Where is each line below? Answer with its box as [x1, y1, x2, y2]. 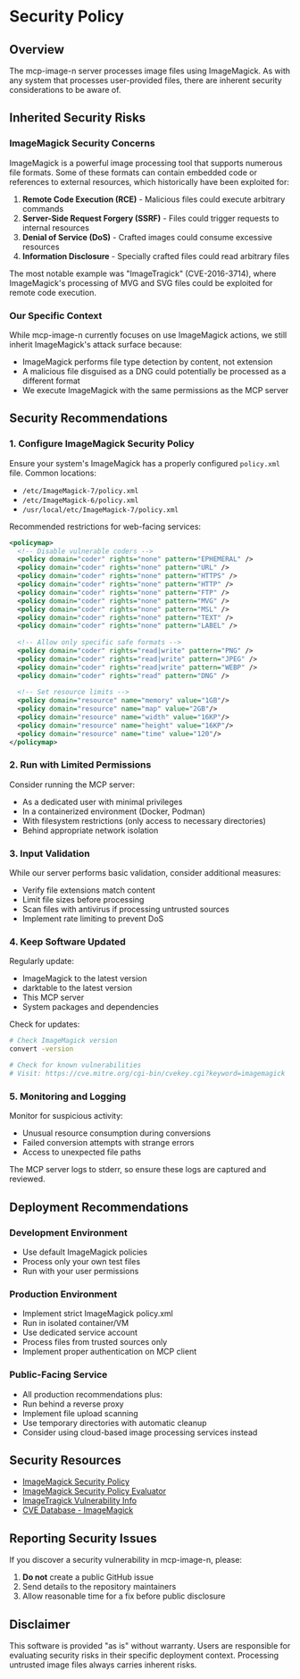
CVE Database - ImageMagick [21, 1505, 134, 1515]
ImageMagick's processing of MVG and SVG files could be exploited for [9, 277, 273, 288]
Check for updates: [9, 1019, 80, 1029]
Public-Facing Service [9, 1369, 108, 1381]
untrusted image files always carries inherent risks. [9, 1659, 197, 1670]
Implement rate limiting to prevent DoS [21, 913, 164, 924]
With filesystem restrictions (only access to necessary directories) [21, 815, 266, 826]
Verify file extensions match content [21, 885, 156, 895]
